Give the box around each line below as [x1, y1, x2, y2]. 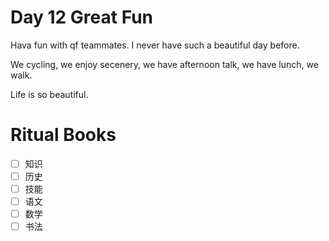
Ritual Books [10, 124, 117, 146]
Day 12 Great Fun [10, 6, 154, 29]
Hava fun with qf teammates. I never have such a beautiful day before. [10, 39, 300, 51]
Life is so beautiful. [10, 88, 89, 100]
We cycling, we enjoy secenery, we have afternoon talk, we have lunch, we [10, 58, 319, 70]
